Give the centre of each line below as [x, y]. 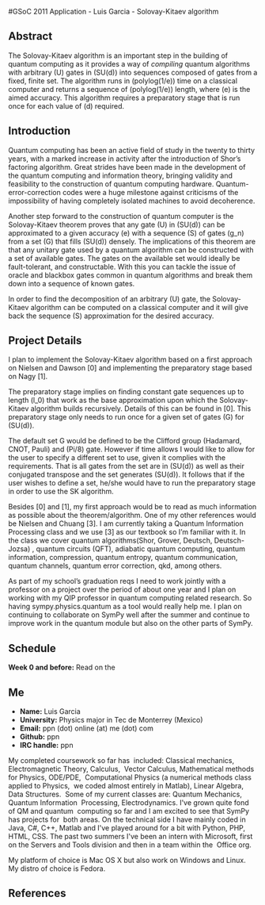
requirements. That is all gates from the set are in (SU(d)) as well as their [127, 466]
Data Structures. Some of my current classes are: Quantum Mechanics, [125, 794]
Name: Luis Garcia [50, 711]
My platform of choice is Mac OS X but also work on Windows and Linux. [127, 861]
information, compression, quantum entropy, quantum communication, [123, 558]
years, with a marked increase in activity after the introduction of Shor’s [125, 159]
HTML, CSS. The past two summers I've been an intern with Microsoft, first [131, 837]
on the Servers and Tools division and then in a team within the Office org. [130, 845]
